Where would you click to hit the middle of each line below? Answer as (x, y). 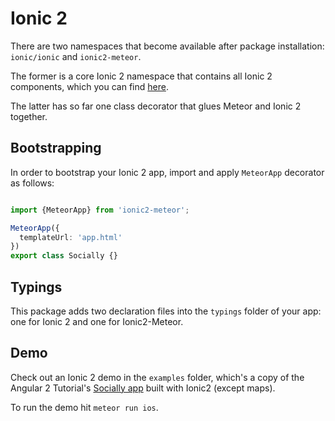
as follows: (32, 183)
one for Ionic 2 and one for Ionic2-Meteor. (97, 321)
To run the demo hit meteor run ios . (84, 407)
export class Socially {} (64, 256)
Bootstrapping (56, 148)
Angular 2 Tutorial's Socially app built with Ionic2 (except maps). (143, 388)
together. (29, 116)
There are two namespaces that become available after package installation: (167, 46)
